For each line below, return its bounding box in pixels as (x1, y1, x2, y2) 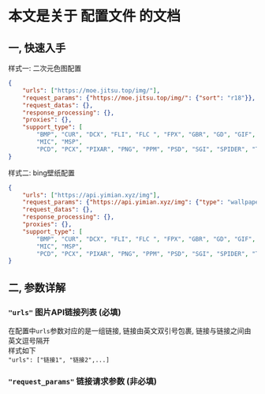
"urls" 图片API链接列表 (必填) (8, 306, 121, 317)
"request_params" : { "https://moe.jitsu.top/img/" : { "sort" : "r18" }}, (22, 94, 256, 102)
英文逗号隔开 (8, 336, 50, 345)
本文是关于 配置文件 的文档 (8, 7, 181, 25)
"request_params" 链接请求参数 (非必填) (8, 376, 158, 387)
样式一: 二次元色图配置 (8, 64, 81, 73)
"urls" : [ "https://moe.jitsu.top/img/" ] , (22, 86, 160, 95)
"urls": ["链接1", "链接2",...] (8, 356, 110, 364)
